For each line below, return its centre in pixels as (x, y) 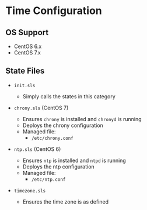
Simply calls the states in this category (69, 96)
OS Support (27, 32)
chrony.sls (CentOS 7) (41, 108)
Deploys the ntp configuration (58, 166)
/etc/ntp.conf (48, 180)
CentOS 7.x (27, 53)
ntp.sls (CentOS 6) (37, 149)
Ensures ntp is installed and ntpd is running (74, 160)
